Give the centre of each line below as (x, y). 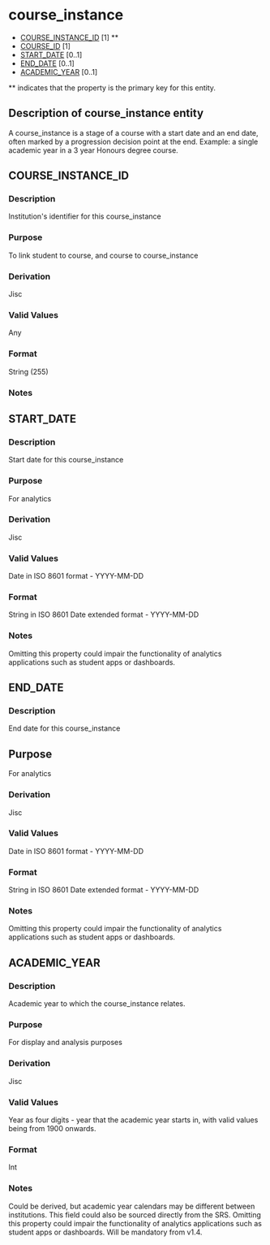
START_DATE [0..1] (51, 54)
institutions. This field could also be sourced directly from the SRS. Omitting (135, 1215)
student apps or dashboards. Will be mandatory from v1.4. (105, 1232)
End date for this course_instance (64, 728)
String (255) (28, 371)
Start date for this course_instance (66, 460)
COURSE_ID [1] (45, 46)
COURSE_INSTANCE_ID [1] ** (69, 37)
